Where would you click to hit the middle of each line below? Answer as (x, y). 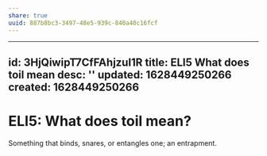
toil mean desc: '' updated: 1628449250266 (120, 75)
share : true (28, 15)
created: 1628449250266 (74, 87)
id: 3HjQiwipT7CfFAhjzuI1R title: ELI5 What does (129, 62)
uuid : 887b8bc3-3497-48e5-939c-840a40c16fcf (83, 23)
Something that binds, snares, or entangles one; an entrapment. (112, 143)
